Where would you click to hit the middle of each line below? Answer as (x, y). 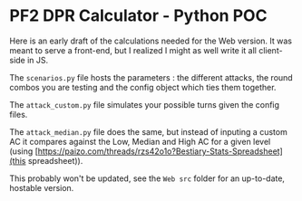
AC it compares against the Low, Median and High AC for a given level (140, 141)
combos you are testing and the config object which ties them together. (143, 87)
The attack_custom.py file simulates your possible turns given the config (144, 104)
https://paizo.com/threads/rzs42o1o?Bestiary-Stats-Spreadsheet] (160, 151)
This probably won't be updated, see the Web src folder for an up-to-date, (147, 178)
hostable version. (42, 187)
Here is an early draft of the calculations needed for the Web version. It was (151, 41)
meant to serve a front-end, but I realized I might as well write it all (133, 50)
